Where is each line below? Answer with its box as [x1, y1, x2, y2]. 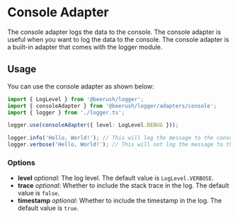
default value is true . [17, 204, 79, 212]
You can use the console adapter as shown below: [7, 82, 154, 91]
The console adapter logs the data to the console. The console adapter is [7, 28, 222, 36]
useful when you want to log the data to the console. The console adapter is [7, 35, 229, 43]
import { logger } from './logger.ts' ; [7, 109, 125, 116]
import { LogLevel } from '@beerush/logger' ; [7, 96, 144, 103]
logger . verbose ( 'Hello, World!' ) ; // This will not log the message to [7, 141, 223, 149]
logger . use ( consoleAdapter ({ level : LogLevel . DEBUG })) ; [7, 122, 179, 129]
